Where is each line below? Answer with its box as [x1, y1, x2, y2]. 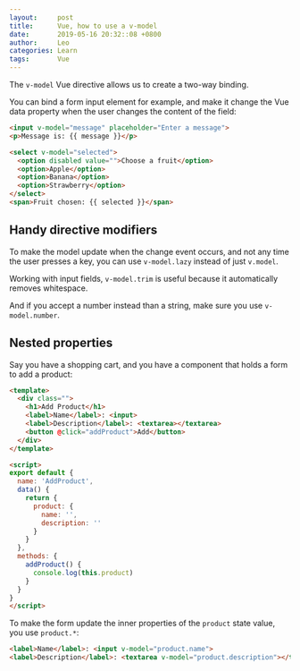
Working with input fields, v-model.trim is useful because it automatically [9, 273, 279, 284]
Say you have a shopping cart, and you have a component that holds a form [9, 359, 288, 369]
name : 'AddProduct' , [17, 477, 94, 486]
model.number [9, 310, 58, 320]
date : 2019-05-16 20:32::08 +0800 [9, 30, 162, 38]
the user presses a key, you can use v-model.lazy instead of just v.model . [9, 256, 279, 267]
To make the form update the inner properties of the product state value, [9, 618, 275, 629]
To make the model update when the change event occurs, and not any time [9, 246, 290, 257]
